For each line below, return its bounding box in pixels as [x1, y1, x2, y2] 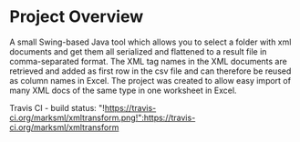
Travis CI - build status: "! [9, 102, 105, 113]
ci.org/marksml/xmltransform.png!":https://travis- [9, 112, 196, 123]
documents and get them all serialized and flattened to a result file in [9, 46, 267, 56]
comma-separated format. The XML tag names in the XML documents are [9, 56, 287, 66]
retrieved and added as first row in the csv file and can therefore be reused [9, 66, 292, 76]
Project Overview [9, 6, 144, 27]
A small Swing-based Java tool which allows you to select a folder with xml [9, 36, 292, 47]
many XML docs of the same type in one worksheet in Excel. [9, 85, 237, 96]
